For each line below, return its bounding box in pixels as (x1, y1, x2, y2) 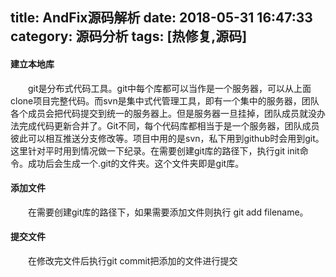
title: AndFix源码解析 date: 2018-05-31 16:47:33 (10, 9, 313, 27)
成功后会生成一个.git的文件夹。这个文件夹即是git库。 (27, 157, 245, 169)
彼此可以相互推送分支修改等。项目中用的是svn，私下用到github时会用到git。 (10, 132, 325, 144)
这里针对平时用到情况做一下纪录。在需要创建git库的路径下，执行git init (10, 144, 300, 157)
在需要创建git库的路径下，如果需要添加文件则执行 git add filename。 (28, 206, 309, 218)
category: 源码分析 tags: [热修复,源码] (10, 28, 248, 45)
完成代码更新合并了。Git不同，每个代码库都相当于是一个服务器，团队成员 (18, 119, 320, 132)
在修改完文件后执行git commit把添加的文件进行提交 (28, 255, 238, 267)
